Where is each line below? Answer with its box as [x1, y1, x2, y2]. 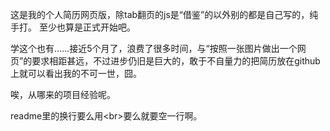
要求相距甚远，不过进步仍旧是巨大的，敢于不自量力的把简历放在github [31, 55, 321, 67]
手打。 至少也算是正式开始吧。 [10, 21, 136, 33]
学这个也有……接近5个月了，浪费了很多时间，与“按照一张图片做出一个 [10, 43, 298, 54]
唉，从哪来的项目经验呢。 [10, 89, 116, 100]
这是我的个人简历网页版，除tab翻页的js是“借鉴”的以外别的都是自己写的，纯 [10, 9, 319, 20]
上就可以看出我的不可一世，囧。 [10, 68, 142, 79]
